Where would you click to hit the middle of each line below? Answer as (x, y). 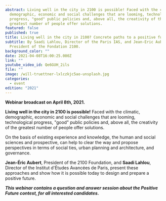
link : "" (14, 60)
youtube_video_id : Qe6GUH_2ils (37, 65)
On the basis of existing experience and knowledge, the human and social (80, 137)
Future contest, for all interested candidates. (52, 193)
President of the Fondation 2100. (45, 47)
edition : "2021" (22, 88)
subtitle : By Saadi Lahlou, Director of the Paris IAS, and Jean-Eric (79, 42)
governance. (18, 153)
